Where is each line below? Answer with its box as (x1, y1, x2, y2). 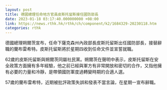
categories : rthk (5, 26, 41, 31)
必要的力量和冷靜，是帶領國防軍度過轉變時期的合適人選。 (9, 69, 127, 75)
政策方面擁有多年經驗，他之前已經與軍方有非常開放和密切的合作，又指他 (9, 63, 158, 69)
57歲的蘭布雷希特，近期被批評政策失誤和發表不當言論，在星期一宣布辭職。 (5, 80, 159, 86)
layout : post (5, 7, 32, 12)
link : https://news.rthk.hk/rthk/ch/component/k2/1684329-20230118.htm (5, 21, 157, 26)
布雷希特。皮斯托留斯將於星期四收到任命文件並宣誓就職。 (18, 46, 136, 52)
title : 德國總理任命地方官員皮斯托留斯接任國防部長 (5, 12, 98, 17)
